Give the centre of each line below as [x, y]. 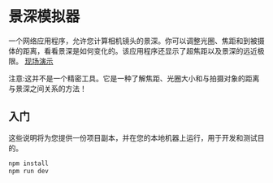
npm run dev [28, 171]
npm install [28, 163]
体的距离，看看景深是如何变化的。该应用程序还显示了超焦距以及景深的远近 [133, 50]
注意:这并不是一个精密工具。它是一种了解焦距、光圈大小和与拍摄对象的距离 [134, 78]
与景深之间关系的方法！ [48, 88]
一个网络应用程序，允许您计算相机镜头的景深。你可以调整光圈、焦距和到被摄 [136, 41]
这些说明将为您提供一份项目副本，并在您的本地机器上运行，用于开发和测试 [133, 137]
